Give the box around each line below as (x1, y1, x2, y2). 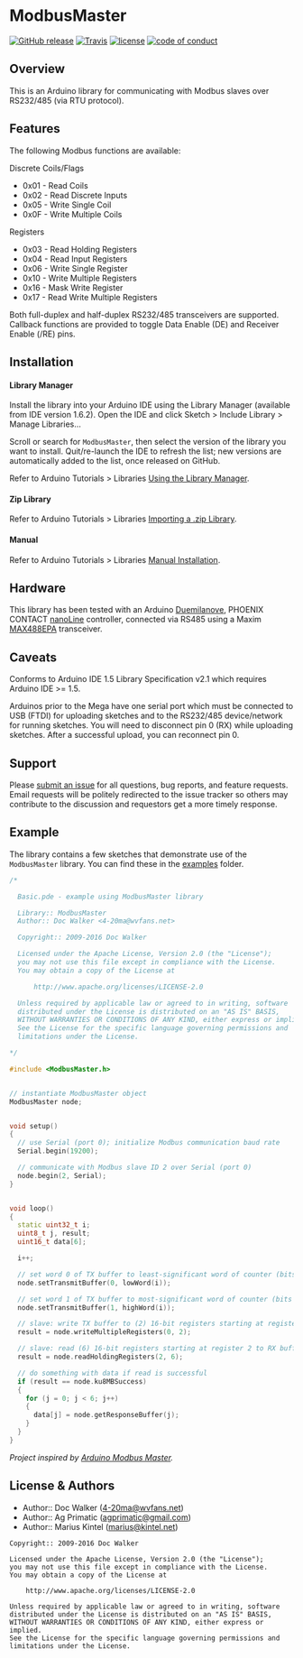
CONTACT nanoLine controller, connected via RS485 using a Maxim (9, 614, 262, 625)
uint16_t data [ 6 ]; (17, 1238, 87, 1247)
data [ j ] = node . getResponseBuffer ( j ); (32, 1411, 179, 1420)
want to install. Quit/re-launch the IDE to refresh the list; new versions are (9, 446, 282, 456)
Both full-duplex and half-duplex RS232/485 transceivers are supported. (9, 309, 280, 320)
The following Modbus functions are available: (9, 145, 181, 156)
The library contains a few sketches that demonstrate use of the (9, 849, 248, 860)
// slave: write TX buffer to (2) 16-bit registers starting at (17, 1319, 264, 1329)
